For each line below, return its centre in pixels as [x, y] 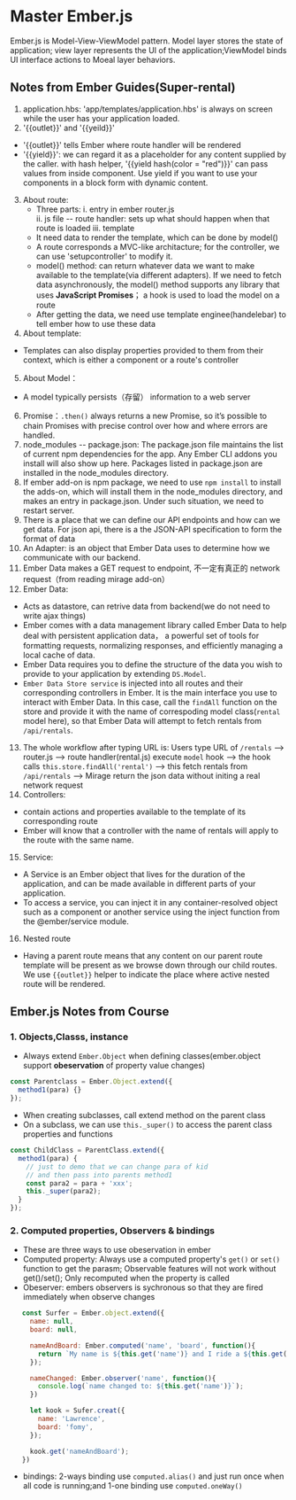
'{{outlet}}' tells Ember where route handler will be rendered [132, 144]
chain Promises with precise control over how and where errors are [145, 425]
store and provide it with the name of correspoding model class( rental [152, 711]
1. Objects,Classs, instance [69, 1037]
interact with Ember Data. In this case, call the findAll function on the [150, 702]
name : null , [52, 1322]
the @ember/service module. [76, 921]
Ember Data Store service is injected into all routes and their [133, 683]
